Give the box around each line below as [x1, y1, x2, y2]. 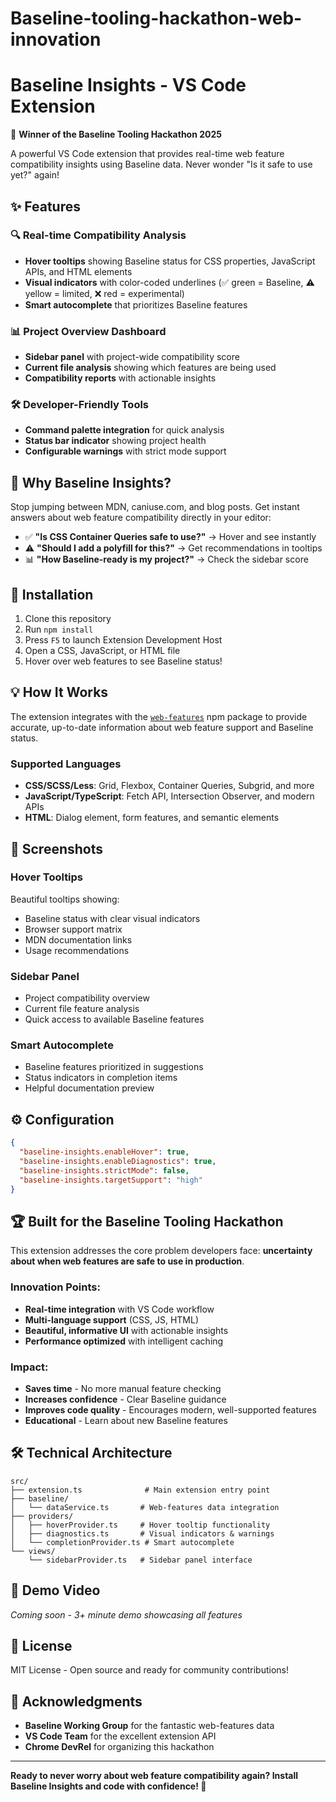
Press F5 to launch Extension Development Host [24, 634, 223, 646]
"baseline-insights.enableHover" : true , [19, 1147, 190, 1157]
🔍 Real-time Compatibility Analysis [10, 228, 187, 242]
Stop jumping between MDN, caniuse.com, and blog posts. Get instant [10, 501, 300, 513]
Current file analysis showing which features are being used [24, 362, 277, 374]
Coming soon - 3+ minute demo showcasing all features [10, 1608, 243, 1621]
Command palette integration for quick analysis [24, 424, 225, 436]
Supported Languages [10, 757, 122, 771]
